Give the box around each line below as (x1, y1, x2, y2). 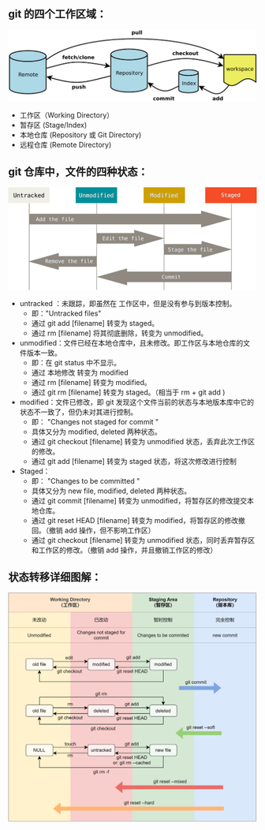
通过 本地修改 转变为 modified (31, 368, 129, 377)
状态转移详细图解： (8, 570, 102, 584)
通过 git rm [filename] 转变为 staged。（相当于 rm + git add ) (31, 387, 226, 397)
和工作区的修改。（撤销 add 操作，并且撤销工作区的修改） (31, 545, 218, 555)
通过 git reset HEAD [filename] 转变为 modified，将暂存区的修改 (31, 515, 239, 525)
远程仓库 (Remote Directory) (19, 140, 112, 149)
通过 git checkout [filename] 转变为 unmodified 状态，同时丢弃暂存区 (31, 535, 256, 544)
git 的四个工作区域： (8, 7, 107, 21)
